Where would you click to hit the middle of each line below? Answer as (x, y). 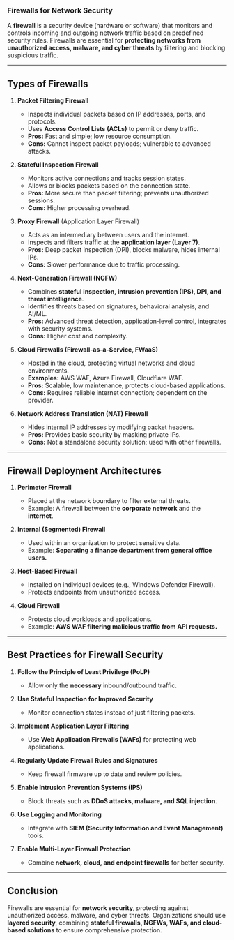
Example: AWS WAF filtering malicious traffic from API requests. (123, 626)
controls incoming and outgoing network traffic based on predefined (106, 33)
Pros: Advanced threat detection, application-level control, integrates (127, 321)
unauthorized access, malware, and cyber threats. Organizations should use (117, 915)
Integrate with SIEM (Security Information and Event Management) (125, 828)
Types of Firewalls (48, 83)
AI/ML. (37, 314)
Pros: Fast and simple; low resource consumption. (100, 136)
